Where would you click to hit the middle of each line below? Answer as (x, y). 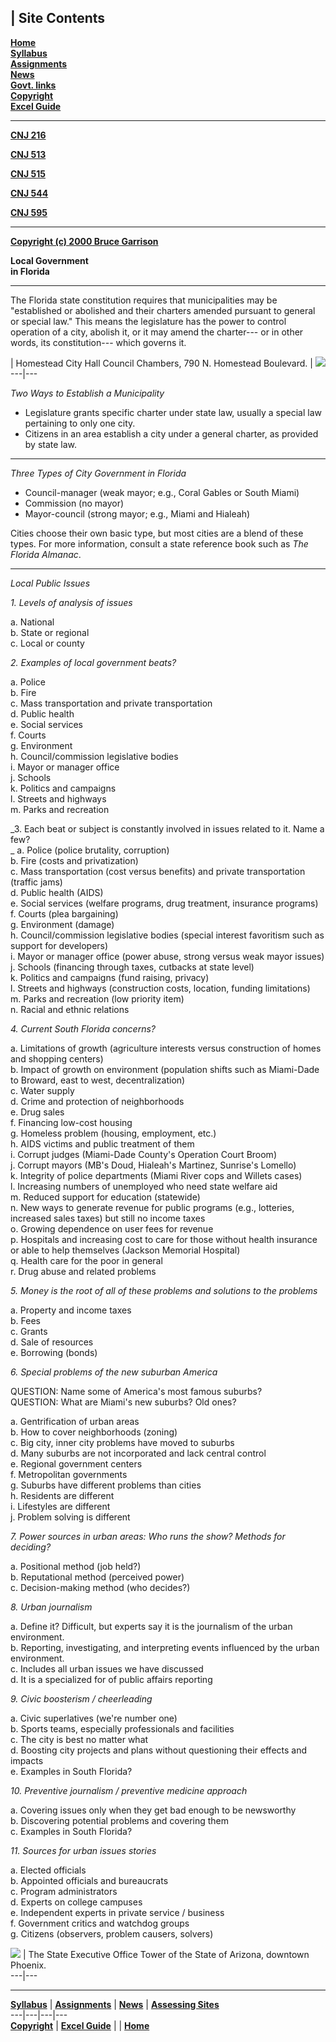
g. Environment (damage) (62, 924)
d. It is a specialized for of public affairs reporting (111, 1679)
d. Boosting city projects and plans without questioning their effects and (159, 1750)
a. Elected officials (48, 1870)
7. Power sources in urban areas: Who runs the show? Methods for (148, 1536)
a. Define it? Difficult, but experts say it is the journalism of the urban (151, 1626)
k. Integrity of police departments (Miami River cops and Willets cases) (156, 1175)
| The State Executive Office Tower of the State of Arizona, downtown (166, 1954)
